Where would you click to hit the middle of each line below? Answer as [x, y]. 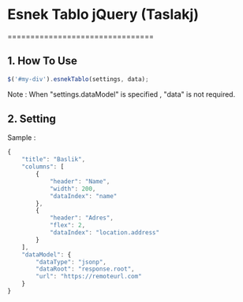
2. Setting [32, 119]
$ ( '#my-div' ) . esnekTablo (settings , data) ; [78, 79]
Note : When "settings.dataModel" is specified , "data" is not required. [121, 94]
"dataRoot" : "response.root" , [85, 269]
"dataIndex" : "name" [83, 196]
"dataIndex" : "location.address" [104, 233]
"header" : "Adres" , [81, 218]
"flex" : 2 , [67, 226]
